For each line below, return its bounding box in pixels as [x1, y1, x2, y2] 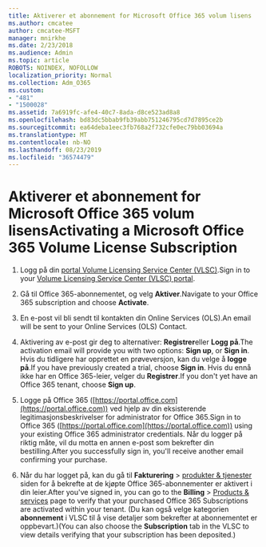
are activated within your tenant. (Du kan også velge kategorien [19, 505, 229, 514]
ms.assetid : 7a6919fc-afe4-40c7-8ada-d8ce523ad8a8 [8, 109, 181, 117]
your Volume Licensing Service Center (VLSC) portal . [19, 274, 196, 284]
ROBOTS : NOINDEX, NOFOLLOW [8, 64, 98, 72]
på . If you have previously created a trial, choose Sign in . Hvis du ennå [19, 363, 252, 372]
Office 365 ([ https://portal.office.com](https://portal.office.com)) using [19, 421, 253, 431]
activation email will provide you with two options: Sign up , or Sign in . [19, 346, 250, 356]
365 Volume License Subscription [8, 239, 238, 257]
